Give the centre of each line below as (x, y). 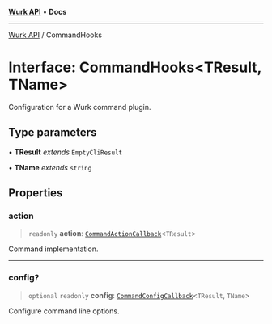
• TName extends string (50, 167)
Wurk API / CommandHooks (55, 35)
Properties (36, 193)
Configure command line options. (64, 311)
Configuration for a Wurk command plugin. (80, 107)
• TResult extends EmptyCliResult (66, 152)
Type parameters (53, 133)
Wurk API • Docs (38, 12)
